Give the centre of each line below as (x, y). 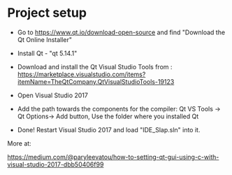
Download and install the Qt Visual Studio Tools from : (95, 66)
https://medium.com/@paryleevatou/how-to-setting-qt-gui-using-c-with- (113, 157)
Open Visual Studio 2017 (53, 95)
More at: (19, 143)
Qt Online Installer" (44, 39)
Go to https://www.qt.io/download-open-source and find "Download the (121, 32)
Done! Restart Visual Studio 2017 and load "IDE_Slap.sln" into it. (109, 129)
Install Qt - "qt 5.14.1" (47, 53)
